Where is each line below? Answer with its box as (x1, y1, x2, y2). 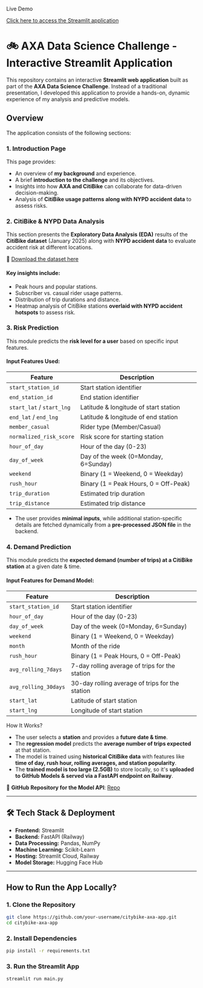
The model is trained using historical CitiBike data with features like (14, 752, 185, 760)
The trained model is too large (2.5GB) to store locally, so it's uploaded (14, 766, 195, 773)
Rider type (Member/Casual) (80, 423, 161, 431)
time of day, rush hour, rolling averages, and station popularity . (14, 759, 177, 766)
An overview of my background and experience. (14, 170, 137, 177)
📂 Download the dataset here (6, 256, 79, 263)
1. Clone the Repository (6, 900, 76, 909)
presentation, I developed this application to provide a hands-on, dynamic (6, 89, 190, 96)
